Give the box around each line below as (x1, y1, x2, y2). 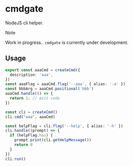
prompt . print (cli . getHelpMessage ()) (14, 138, 92, 143)
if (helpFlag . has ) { (10, 133, 53, 138)
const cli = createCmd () (5, 109, 58, 114)
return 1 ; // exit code (10, 96, 60, 101)
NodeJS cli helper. (5, 20, 44, 26)
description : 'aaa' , (10, 72, 53, 77)
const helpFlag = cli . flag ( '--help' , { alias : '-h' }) (5, 123, 123, 129)
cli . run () (5, 156, 26, 161)
